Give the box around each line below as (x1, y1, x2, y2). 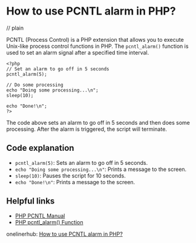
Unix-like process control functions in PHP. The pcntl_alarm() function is (6, 42, 189, 50)
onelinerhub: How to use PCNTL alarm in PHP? (6, 230, 123, 238)
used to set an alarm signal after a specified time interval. (6, 48, 149, 56)
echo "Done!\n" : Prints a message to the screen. (15, 178, 136, 185)
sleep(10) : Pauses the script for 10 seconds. (15, 171, 126, 179)
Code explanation (6, 143, 74, 153)
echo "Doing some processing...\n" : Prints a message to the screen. (15, 165, 187, 173)
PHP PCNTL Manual (15, 212, 65, 219)
